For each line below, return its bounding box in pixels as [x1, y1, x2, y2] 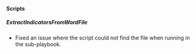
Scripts [6, 5, 25, 12]
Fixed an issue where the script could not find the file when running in [15, 34, 190, 41]
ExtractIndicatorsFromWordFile [6, 19, 88, 26]
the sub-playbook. [15, 40, 62, 48]
